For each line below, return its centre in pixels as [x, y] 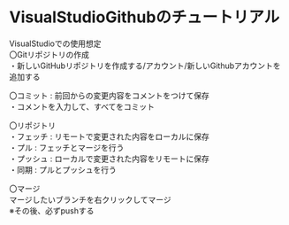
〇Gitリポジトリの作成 [49, 54]
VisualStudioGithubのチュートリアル [144, 17]
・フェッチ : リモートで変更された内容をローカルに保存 [109, 136]
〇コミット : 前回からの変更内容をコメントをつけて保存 [109, 95]
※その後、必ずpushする [52, 210]
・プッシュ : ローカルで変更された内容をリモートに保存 [109, 159]
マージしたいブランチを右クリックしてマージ [91, 199]
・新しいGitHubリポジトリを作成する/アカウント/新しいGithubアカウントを [145, 66]
